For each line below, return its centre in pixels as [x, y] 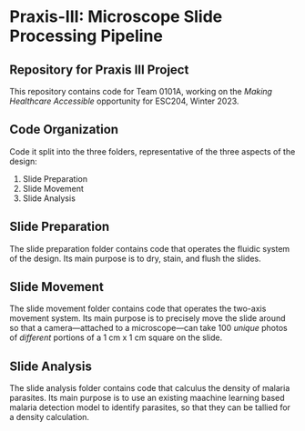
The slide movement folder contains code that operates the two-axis [138, 309]
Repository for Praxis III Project [99, 70]
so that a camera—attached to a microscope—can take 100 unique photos [149, 328]
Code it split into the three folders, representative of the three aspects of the [152, 151]
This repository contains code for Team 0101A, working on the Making [141, 91]
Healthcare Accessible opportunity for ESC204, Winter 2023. [124, 101]
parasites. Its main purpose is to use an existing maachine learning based [147, 398]
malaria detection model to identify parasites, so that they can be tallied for [150, 407]
